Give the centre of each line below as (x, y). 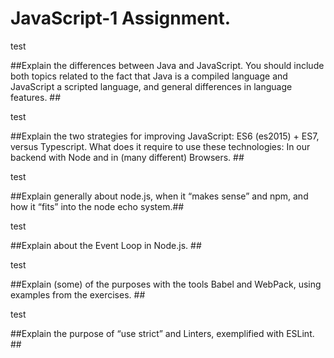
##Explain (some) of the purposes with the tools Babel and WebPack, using (166, 284)
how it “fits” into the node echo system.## (97, 206)
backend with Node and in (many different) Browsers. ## (127, 157)
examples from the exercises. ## (78, 294)
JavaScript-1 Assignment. (121, 18)
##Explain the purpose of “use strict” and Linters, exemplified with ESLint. (162, 333)
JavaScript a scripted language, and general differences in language (151, 86)
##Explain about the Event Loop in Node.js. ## (106, 245)
